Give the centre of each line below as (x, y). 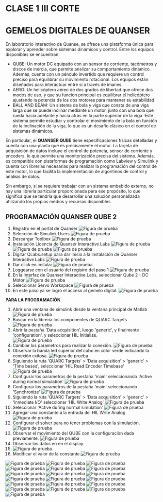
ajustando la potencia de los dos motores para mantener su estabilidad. (84, 100)
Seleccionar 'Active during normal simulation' (58, 407)
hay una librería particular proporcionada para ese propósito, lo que (73, 191)
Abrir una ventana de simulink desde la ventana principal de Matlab (80, 309)
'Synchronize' (26, 392)
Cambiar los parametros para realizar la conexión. (62, 345)
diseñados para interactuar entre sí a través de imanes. (68, 85)
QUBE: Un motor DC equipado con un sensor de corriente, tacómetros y (85, 64)
